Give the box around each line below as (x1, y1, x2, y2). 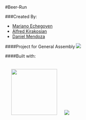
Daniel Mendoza (12, 34, 45, 39)
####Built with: (5, 53, 36, 59)
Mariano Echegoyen (12, 23, 53, 29)
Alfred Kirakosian (12, 28, 47, 34)
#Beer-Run (5, 4, 27, 10)
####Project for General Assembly (5, 44, 75, 49)
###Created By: (5, 14, 38, 19)
